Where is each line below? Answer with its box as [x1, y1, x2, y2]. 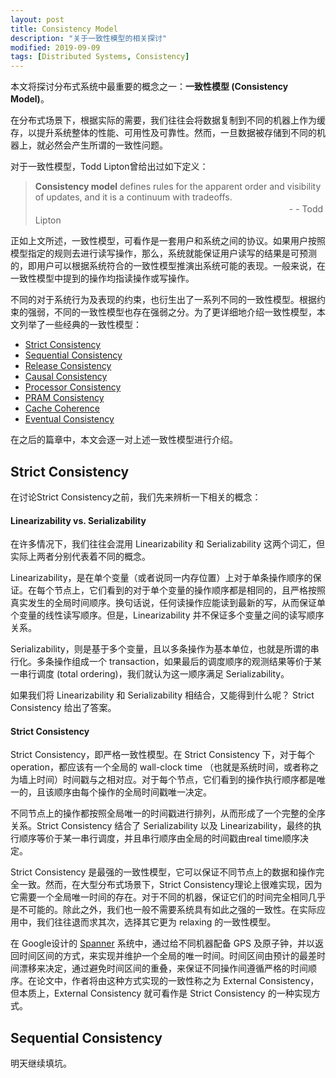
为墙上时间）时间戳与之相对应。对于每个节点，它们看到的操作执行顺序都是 [10, 774, 317, 786]
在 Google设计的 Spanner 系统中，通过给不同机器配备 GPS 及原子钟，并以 [10, 937, 315, 950]
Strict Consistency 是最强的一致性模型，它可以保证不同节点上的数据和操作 [10, 866, 317, 878]
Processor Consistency [24, 381, 122, 393]
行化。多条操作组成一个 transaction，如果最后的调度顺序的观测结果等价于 [10, 656, 313, 668]
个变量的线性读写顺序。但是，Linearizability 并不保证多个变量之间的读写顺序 [10, 609, 325, 621]
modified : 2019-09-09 [10, 42, 101, 53]
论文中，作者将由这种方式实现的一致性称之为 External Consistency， [36, 975, 320, 987]
